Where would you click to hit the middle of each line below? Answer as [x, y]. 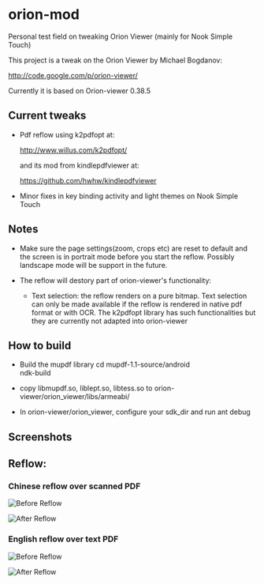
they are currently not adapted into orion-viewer [109, 321]
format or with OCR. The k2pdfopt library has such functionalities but [143, 312]
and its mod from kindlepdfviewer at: [79, 165]
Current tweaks [47, 116]
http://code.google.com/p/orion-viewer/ [73, 75]
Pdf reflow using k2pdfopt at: [67, 134]
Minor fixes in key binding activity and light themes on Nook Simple [129, 196]
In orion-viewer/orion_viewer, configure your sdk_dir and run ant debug [135, 412]
